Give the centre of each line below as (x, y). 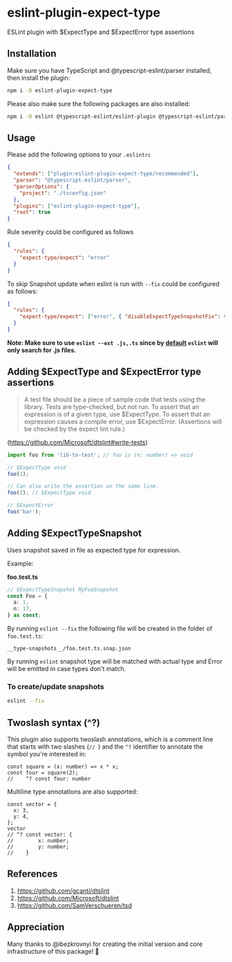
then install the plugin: (39, 78)
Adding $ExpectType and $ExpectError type (104, 372)
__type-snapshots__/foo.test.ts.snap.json (69, 649)
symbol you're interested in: (47, 754)
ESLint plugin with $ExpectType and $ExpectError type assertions (101, 32)
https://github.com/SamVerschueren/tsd (75, 905)
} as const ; (24, 615)
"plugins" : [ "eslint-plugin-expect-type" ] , (77, 206)
